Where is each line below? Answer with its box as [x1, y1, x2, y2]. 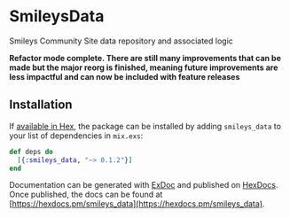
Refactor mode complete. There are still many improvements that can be [9, 52, 281, 63]
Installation [9, 97, 73, 113]
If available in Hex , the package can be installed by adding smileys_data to [9, 121, 282, 131]
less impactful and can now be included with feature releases [9, 71, 240, 82]
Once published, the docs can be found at [9, 189, 163, 200]
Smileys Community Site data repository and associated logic [9, 35, 233, 46]
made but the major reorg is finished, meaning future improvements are [9, 62, 278, 73]
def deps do [9, 147, 53, 156]
